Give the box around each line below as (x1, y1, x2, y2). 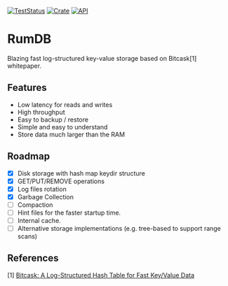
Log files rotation (17, 185, 67, 193)
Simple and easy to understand (17, 122, 108, 131)
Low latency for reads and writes (17, 100, 113, 108)
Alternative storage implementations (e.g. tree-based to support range (17, 224, 221, 232)
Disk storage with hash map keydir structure (17, 169, 145, 178)
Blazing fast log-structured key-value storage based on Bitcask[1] (7, 54, 197, 62)
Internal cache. (17, 216, 61, 224)
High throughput (17, 108, 65, 116)
